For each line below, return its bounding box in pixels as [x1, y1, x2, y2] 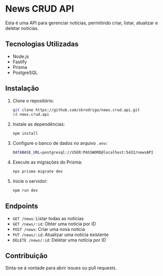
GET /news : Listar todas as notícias [12, 215, 84, 221]
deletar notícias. [5, 25, 39, 31]
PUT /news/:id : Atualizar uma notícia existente [12, 231, 109, 238]
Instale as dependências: [12, 121, 65, 127]
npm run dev [12, 188, 38, 193]
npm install [12, 131, 38, 136]
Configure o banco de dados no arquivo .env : [12, 140, 108, 146]
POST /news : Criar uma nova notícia [12, 226, 85, 232]
